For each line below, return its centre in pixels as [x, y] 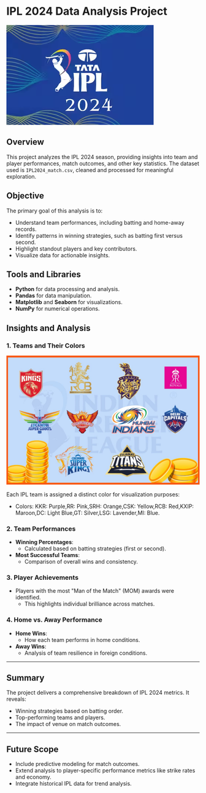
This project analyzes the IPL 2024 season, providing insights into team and [102, 157]
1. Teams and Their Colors [46, 345]
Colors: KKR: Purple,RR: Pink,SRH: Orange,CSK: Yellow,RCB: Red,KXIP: [105, 506]
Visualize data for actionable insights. [63, 255]
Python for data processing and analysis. [67, 289]
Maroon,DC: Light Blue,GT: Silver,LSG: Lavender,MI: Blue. [87, 513]
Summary [25, 678]
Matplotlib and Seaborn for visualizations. [69, 302]
